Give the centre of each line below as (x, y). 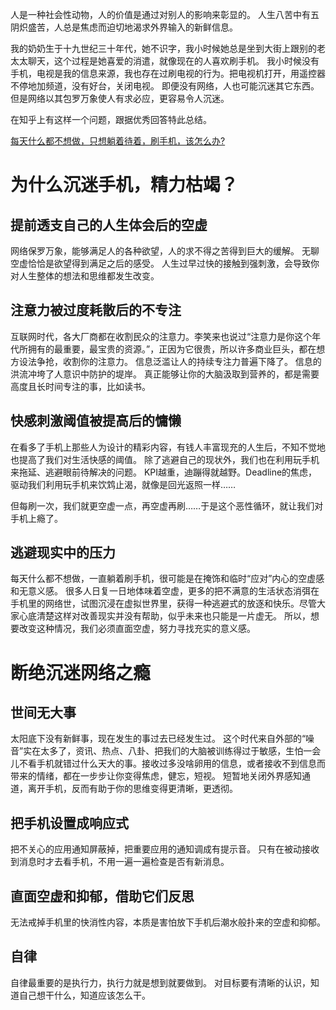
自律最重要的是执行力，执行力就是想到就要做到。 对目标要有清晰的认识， (160, 982)
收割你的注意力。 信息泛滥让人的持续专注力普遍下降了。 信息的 (192, 361)
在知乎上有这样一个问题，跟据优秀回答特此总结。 (111, 119)
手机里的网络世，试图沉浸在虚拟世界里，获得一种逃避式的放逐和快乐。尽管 (163, 604)
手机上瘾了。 (36, 518)
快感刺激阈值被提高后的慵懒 (96, 421)
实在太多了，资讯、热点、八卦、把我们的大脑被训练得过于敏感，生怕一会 (172, 751)
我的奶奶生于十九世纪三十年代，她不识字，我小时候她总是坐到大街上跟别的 (163, 48)
